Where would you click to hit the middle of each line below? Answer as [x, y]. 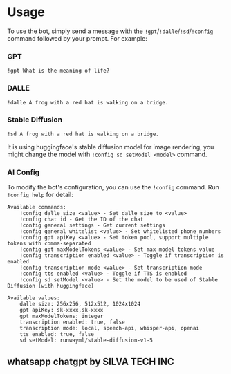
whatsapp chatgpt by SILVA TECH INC [91, 361]
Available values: [34, 298]
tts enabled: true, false [57, 335]
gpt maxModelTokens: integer [62, 316]
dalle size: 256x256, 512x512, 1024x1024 [80, 304]
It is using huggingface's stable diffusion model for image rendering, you [111, 147]
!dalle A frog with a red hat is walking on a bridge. [88, 102]
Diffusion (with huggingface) [51, 286]
